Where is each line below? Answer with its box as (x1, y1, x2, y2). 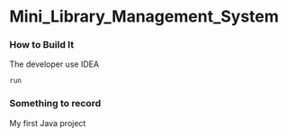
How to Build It (9, 39, 75, 51)
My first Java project (9, 117, 86, 128)
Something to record (9, 97, 102, 110)
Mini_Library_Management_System (9, 6, 279, 27)
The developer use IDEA (9, 59, 100, 69)
